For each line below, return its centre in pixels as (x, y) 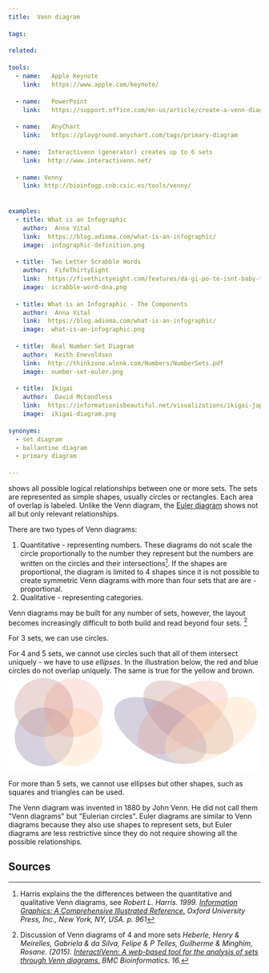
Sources (30, 867)
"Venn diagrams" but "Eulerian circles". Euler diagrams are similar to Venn (130, 816)
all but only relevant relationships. (64, 514)
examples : (25, 211)
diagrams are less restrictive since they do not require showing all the (123, 833)
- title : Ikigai (44, 388)
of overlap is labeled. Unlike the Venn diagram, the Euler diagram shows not (133, 505)
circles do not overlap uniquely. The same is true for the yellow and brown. (131, 671)
